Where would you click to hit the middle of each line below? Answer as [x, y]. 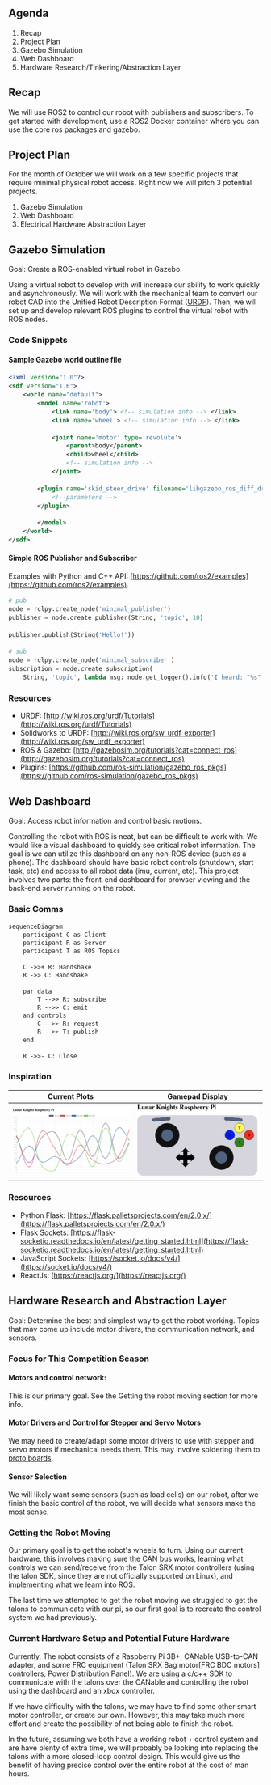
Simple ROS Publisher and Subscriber [73, 558]
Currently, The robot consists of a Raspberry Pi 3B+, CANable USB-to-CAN [133, 1656]
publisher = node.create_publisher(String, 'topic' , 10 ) [106, 617]
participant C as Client [65, 935]
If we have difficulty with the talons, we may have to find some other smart [132, 1706]
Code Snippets [38, 341]
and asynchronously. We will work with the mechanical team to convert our [133, 294]
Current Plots [71, 1096]
